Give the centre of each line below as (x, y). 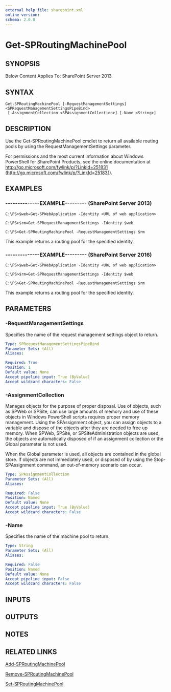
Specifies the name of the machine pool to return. (57, 536)
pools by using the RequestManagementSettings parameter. (68, 146)
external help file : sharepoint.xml (44, 10)
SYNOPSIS (23, 64)
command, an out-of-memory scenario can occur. (89, 465)
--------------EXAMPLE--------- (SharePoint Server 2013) (79, 203)
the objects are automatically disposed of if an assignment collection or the (84, 438)
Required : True (21, 363)
